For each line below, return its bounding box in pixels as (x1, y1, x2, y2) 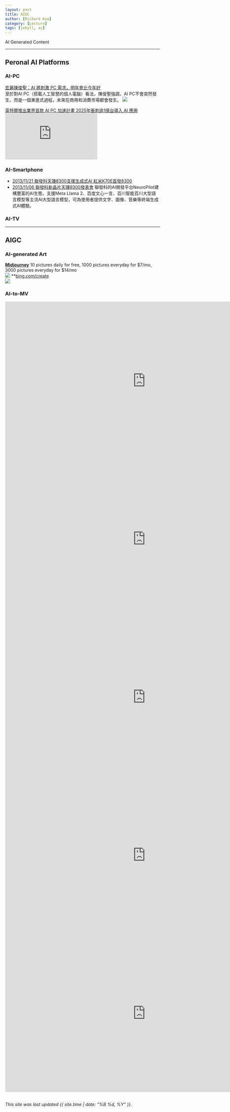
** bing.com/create (11, 273, 49, 279)
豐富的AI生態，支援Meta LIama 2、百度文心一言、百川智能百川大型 (16, 190, 152, 196)
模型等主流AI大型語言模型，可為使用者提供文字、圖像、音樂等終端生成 (16, 197, 159, 203)
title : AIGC (5, 12, 29, 17)
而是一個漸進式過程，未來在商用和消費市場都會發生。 (13, 97, 121, 103)
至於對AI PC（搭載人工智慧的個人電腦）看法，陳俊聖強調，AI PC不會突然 (5, 91, 153, 97)
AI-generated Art (5, 251, 47, 257)
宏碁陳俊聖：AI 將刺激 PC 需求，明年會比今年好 (5, 84, 101, 90)
